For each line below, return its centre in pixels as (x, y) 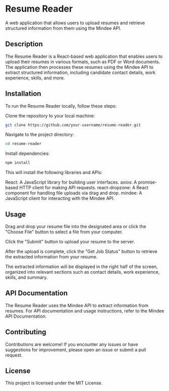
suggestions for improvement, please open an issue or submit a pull (76, 350)
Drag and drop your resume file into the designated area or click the (76, 226)
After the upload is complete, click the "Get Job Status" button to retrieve (81, 251)
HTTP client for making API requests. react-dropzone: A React (84, 188)
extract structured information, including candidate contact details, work (80, 72)
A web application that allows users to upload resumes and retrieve (75, 23)
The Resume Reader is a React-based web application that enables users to (84, 56)
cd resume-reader (23, 144)
